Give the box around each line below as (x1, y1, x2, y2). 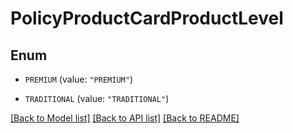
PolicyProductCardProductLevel (10, 7, 284, 30)
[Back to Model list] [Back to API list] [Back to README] (10, 112, 240, 124)
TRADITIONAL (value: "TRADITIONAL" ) (24, 93, 170, 104)
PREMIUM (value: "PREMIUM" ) (24, 73, 133, 85)
